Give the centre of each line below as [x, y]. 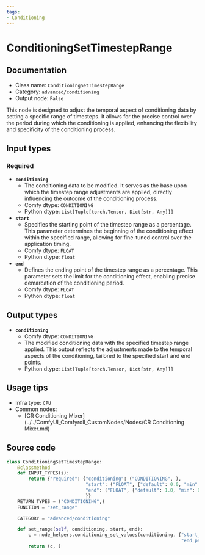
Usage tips [27, 388]
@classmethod [34, 468]
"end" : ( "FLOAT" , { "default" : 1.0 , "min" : [140, 490]
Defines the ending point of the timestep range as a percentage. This [111, 270]
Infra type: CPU [33, 402]
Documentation [37, 71]
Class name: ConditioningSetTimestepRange [70, 85]
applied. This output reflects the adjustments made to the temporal [108, 349]
